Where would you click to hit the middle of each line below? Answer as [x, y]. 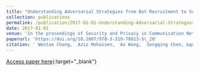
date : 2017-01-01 [28, 28]
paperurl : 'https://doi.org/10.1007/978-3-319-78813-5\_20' [82, 39]
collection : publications [38, 17]
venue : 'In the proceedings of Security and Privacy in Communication [95, 34]
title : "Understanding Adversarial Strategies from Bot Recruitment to [96, 12]
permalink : [20, 22]
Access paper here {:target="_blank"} [52, 61]
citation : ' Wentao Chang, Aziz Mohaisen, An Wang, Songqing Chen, [95, 45]
